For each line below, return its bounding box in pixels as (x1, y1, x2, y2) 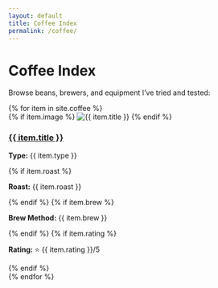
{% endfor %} (8, 271, 55, 282)
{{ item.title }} (8, 132, 64, 143)
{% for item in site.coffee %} (8, 104, 103, 113)
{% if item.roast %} (8, 166, 72, 175)
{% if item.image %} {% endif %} (8, 112, 173, 121)
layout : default (8, 11, 63, 20)
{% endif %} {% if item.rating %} (8, 228, 117, 238)
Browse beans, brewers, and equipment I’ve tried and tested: (8, 88, 211, 97)
